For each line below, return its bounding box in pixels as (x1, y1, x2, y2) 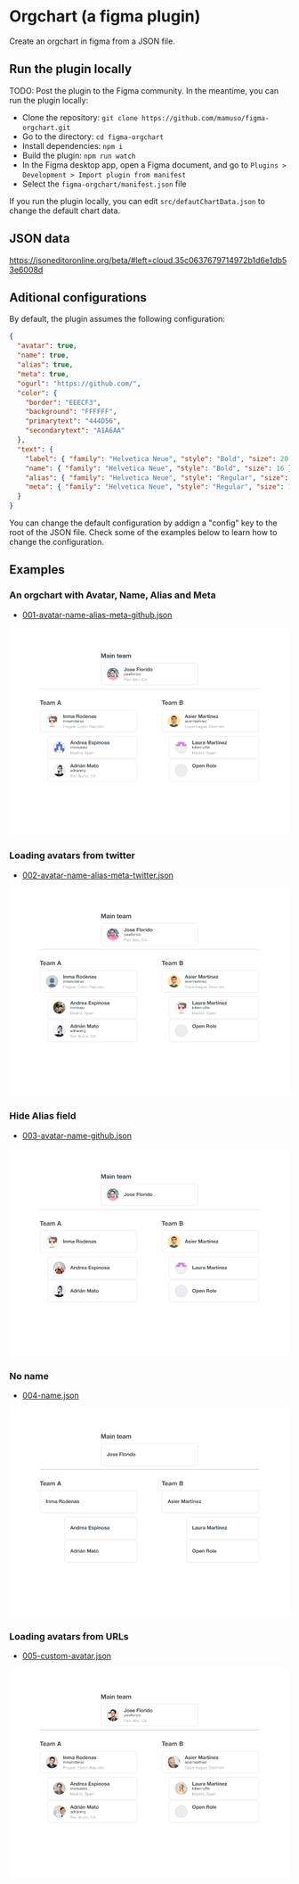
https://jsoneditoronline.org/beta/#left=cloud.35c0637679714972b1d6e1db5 (9, 254, 287, 265)
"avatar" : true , (17, 342, 77, 351)
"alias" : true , (17, 360, 74, 369)
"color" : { (17, 388, 58, 398)
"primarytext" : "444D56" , (25, 417, 122, 426)
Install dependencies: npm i (21, 140, 123, 151)
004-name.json (21, 1390, 79, 1401)
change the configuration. (9, 537, 104, 547)
